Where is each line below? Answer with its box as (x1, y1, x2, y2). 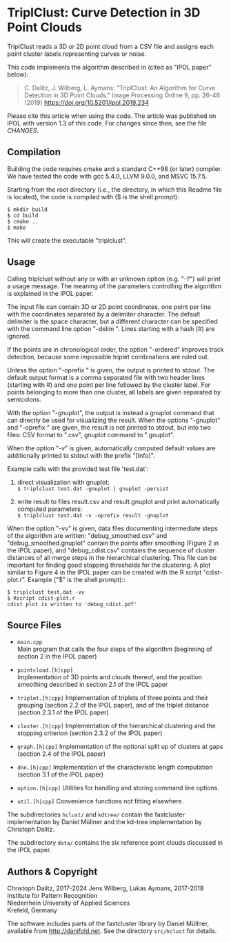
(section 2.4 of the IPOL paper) (17, 750, 106, 758)
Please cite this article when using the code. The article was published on (7, 112, 217, 120)
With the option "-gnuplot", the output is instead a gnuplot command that (7, 408, 214, 417)
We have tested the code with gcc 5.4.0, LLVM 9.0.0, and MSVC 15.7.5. (7, 172, 208, 180)
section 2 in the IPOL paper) (17, 652, 97, 661)
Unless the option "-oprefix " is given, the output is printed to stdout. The (7, 365, 215, 374)
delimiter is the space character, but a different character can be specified (7, 317, 219, 325)
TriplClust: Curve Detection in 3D (7, 5, 201, 21)
